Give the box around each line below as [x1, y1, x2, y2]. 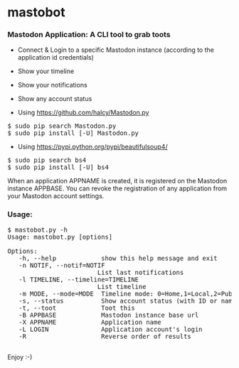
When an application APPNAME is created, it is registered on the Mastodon [7, 177, 228, 185]
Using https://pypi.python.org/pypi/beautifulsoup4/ [17, 143, 169, 151]
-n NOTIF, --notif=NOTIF [18, 261, 105, 269]
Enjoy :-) [7, 352, 33, 361]
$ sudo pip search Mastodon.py [7, 122, 117, 130]
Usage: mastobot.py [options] [7, 232, 113, 241]
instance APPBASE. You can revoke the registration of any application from [7, 184, 228, 193]
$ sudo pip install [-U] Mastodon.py [7, 129, 139, 137]
